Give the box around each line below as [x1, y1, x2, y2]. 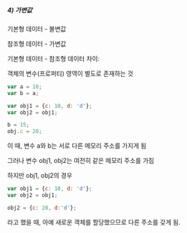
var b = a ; [7, 90, 39, 97]
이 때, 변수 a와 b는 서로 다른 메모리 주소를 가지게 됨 [7, 141, 147, 150]
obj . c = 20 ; [7, 128, 42, 135]
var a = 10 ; [7, 83, 42, 90]
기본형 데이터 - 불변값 [7, 24, 67, 33]
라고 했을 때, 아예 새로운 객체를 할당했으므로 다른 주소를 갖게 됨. [7, 218, 181, 226]
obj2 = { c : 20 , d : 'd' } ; [7, 204, 77, 211]
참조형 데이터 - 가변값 [7, 39, 67, 48]
